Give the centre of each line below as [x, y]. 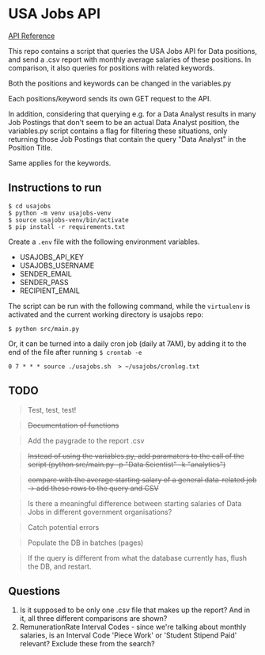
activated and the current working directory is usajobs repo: [106, 314]
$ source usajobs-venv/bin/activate [68, 220]
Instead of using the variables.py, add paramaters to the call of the [136, 455]
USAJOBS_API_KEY [52, 257]
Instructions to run [55, 188]
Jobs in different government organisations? [100, 512]
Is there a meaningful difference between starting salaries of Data [134, 503]
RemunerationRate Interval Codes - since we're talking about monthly [133, 627]
